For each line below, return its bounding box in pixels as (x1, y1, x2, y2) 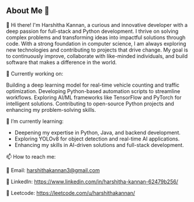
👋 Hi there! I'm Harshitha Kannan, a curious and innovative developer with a (6, 21, 188, 28)
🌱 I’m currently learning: (6, 118, 64, 125)
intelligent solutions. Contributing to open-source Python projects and (6, 100, 174, 107)
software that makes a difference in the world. (6, 59, 117, 66)
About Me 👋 (6, 6, 50, 16)
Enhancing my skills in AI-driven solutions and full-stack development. (14, 141, 184, 148)
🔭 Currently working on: (6, 70, 64, 77)
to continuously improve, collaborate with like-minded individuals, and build (6, 52, 188, 59)
